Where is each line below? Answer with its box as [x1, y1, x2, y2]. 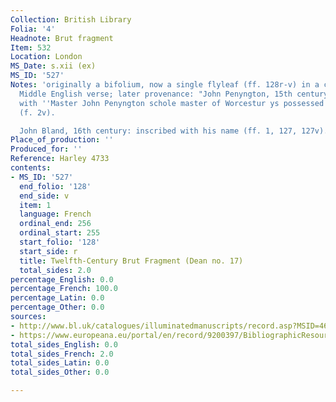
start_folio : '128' [19, 237, 101, 247]
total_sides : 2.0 [19, 265, 92, 275]
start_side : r [19, 246, 78, 256]
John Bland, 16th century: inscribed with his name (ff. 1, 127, [19, 126, 298, 136]
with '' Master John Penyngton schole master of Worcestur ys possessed [19, 98, 325, 108]
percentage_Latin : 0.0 [10, 293, 105, 303]
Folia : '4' [10, 24, 56, 34]
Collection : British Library [10, 14, 132, 25]
